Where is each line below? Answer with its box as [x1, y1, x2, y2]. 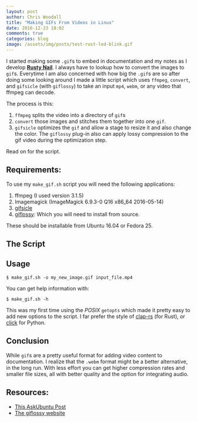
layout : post [6, 8, 38, 15]
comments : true [6, 31, 44, 36]
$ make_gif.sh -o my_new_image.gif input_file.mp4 [6, 274, 133, 280]
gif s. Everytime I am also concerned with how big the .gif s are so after [6, 70, 181, 77]
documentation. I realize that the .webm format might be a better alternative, [6, 358, 188, 365]
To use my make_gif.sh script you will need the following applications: [6, 180, 175, 187]
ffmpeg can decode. [6, 89, 56, 96]
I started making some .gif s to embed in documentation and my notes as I [6, 57, 187, 65]
